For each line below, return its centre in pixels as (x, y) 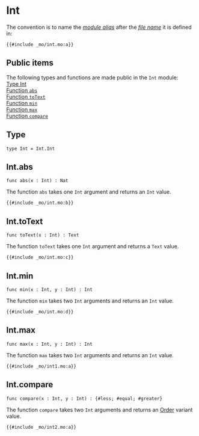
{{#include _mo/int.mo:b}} (40, 203)
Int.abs (20, 167)
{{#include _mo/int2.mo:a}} (41, 427)
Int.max (21, 330)
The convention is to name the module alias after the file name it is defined (99, 27)
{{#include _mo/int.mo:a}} (40, 45)
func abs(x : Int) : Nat (37, 181)
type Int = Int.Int (31, 149)
